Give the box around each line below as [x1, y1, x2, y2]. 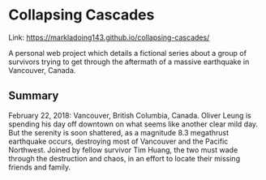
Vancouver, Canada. [8, 65, 76, 75]
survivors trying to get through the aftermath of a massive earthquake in [8, 57, 250, 66]
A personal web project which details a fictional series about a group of [8, 48, 247, 58]
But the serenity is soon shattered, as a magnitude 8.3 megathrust [8, 127, 230, 137]
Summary [8, 89, 59, 103]
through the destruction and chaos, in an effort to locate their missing [8, 153, 241, 163]
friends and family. [8, 162, 71, 172]
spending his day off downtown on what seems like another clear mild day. [8, 119, 258, 129]
